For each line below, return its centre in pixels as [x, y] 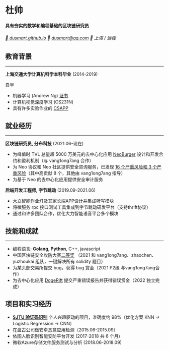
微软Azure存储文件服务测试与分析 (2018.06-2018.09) [67, 342]
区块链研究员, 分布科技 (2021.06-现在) [45, 144]
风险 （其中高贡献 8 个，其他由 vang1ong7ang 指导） [71, 173]
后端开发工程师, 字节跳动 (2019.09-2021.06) [51, 190]
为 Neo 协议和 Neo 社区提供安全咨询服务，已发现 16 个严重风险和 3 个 [85, 167]
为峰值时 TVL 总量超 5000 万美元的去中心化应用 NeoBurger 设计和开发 [86, 154]
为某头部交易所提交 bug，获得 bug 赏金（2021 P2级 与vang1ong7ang [84, 268]
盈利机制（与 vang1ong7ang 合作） [58, 161]
